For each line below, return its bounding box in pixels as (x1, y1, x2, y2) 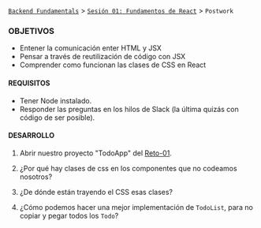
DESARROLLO (8, 131, 55, 140)
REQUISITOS (8, 78, 50, 88)
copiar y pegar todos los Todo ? (19, 211, 119, 220)
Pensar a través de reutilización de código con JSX (19, 52, 186, 62)
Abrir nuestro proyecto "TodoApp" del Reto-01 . (19, 148, 172, 158)
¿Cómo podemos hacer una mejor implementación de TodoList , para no (19, 202, 254, 211)
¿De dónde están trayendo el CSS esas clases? (19, 187, 173, 196)
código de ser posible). (19, 113, 95, 122)
